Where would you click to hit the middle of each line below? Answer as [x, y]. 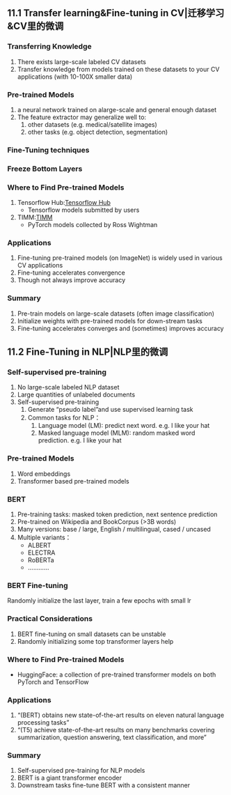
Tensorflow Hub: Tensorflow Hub [64, 203]
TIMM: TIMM [35, 217]
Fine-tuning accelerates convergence [71, 273]
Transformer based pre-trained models [73, 481]
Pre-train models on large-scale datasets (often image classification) [115, 314]
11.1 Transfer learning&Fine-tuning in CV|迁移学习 [116, 13]
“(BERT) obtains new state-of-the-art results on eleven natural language [121, 715]
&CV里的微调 [35, 26]
